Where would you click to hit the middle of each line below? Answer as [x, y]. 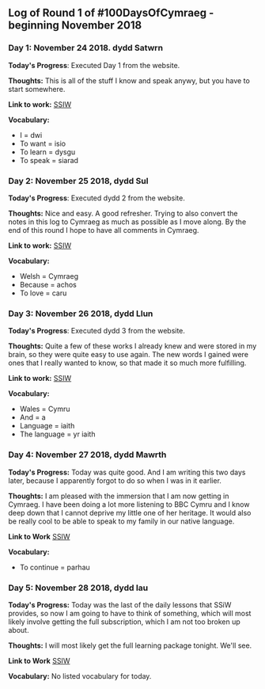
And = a [32, 417]
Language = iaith [47, 426]
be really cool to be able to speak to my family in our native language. [121, 521]
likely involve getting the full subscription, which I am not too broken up [125, 622]
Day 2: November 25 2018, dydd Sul [78, 181]
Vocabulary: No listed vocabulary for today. [80, 676]
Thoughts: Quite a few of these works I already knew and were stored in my [132, 346]
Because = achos [48, 284]
